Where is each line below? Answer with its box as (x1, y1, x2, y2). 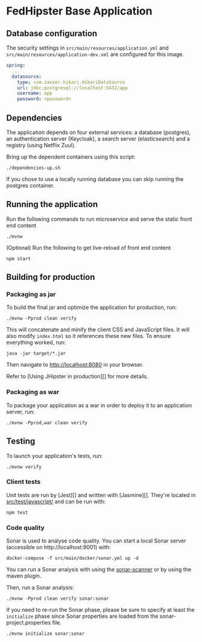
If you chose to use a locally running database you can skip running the (6, 175, 184, 182)
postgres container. (6, 182, 55, 189)
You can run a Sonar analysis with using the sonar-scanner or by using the (6, 566, 192, 573)
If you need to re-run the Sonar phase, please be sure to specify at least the (6, 606, 195, 614)
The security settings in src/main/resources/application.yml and (6, 44, 169, 51)
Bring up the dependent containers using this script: (6, 153, 136, 160)
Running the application (6, 199, 98, 209)
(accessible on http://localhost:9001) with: (6, 544, 111, 551)
